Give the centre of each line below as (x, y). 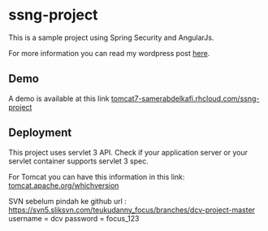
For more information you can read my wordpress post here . (109, 53)
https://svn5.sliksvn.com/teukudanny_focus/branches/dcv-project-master (132, 210)
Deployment (40, 133)
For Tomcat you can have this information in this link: (97, 177)
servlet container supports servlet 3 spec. (78, 161)
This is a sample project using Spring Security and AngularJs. (111, 37)
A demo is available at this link (59, 98)
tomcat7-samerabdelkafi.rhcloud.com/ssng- (185, 98)
